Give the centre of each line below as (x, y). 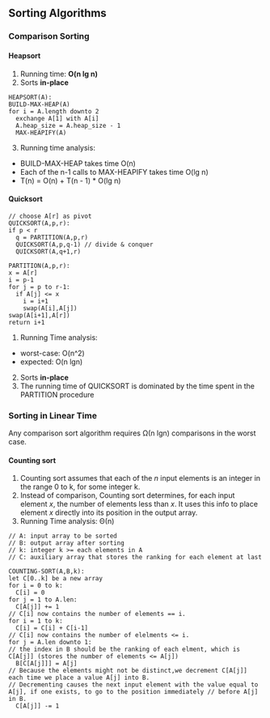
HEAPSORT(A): (30, 97)
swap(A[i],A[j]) (51, 308)
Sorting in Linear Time (53, 415)
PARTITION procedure (57, 394)
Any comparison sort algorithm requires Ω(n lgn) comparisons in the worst (132, 433)
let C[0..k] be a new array (56, 579)
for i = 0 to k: (36, 586)
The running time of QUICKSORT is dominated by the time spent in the (137, 386)
